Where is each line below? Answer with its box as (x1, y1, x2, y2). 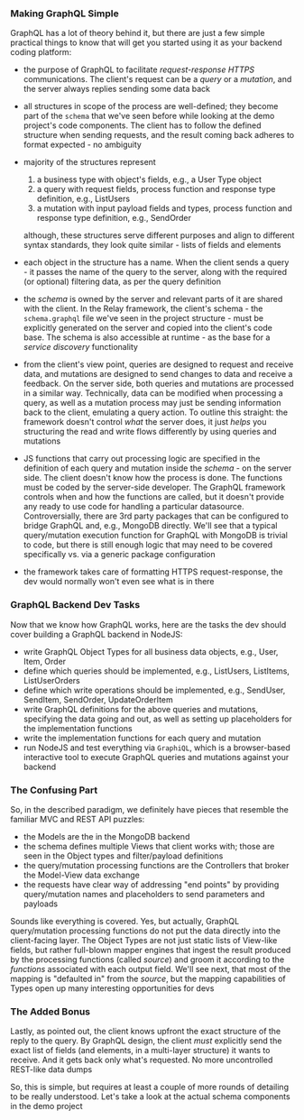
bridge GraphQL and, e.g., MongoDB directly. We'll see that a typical (23, 520, 278, 531)
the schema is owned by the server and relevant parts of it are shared (23, 294, 283, 305)
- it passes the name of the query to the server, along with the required (23, 267, 288, 278)
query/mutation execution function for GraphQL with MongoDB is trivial (23, 530, 288, 541)
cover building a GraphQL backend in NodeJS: (10, 629, 183, 639)
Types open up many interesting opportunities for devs (10, 982, 215, 994)
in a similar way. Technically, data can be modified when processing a (23, 388, 283, 399)
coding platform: (10, 47, 72, 58)
